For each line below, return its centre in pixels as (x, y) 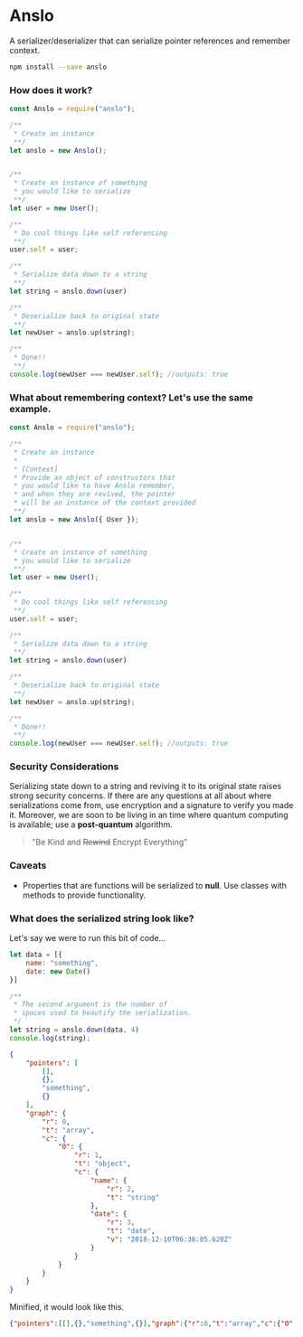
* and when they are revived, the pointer (95, 494)
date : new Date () (58, 971)
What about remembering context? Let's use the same (132, 397)
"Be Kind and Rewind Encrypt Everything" (109, 843)
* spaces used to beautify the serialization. (103, 1013)
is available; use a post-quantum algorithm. (91, 824)
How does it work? (51, 89)
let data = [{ (36, 955)
